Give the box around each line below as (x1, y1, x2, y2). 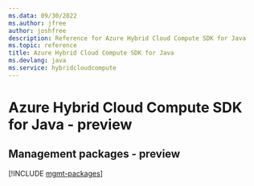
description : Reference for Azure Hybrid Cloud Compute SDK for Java (8, 34, 247, 42)
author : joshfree (8, 26, 67, 34)
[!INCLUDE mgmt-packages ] (8, 168, 103, 178)
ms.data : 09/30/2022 (8, 11, 78, 20)
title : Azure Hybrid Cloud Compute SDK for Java (8, 49, 174, 57)
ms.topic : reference (8, 42, 78, 50)
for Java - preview (8, 115, 133, 133)
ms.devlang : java (8, 57, 67, 65)
